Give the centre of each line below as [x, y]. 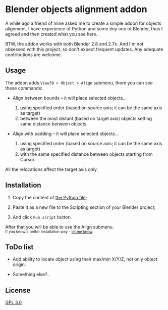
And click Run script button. [42, 217]
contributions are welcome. [34, 55]
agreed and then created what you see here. [51, 34]
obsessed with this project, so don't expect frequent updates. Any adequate [84, 49]
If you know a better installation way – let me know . [49, 232]
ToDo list [19, 247]
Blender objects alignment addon [76, 9]
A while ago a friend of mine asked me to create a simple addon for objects [83, 23]
